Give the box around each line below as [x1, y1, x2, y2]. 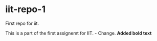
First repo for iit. [5, 20, 39, 26]
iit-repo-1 [5, 4, 46, 15]
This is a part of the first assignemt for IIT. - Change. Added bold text [5, 30, 152, 36]
